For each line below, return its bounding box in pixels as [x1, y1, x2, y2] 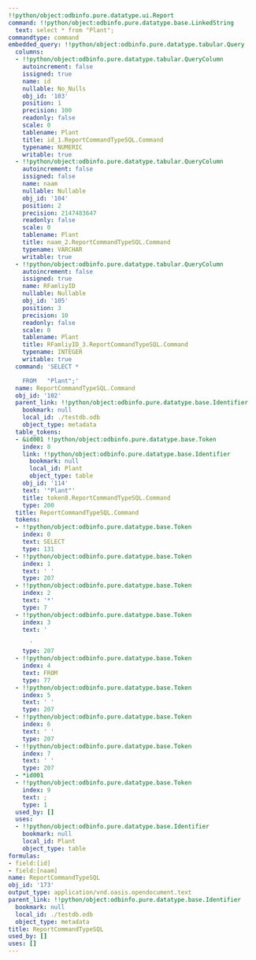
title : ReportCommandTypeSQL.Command [15, 508, 139, 516]
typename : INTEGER [22, 348, 83, 356]
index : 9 [22, 786, 51, 794]
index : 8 [22, 442, 51, 451]
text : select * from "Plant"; [15, 26, 114, 34]
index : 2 [22, 589, 51, 597]
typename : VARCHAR [22, 246, 83, 253]
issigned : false [22, 172, 76, 181]
